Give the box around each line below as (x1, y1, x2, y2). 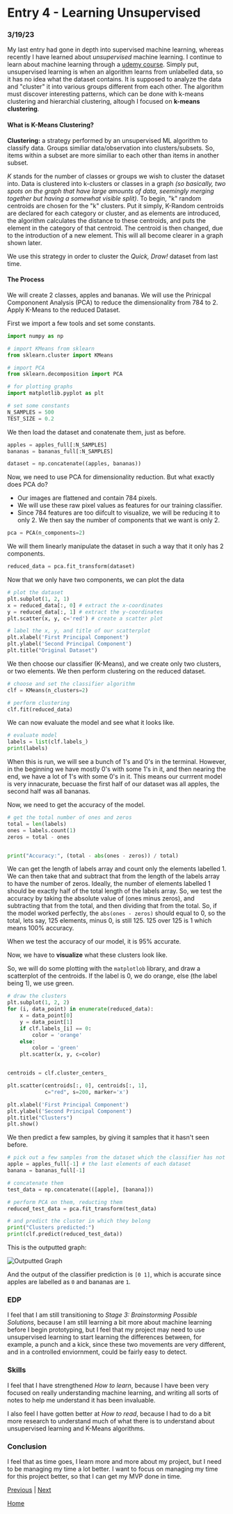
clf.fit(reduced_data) (7, 705, 73, 713)
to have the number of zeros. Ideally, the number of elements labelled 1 (7, 880, 211, 888)
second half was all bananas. (7, 787, 90, 795)
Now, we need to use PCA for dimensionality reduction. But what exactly (7, 473, 215, 481)
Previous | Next (7, 1485, 51, 1494)
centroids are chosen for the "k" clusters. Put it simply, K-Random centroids (7, 201, 224, 210)
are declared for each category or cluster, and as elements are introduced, (7, 209, 221, 217)
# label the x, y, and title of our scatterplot (7, 627, 151, 634)
